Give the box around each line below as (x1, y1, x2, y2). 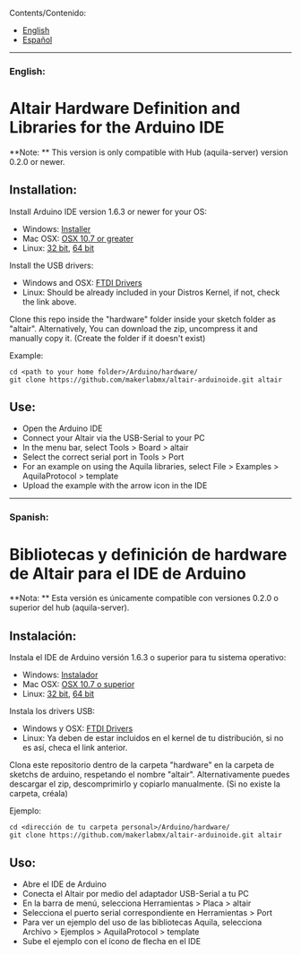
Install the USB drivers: (9, 260, 94, 271)
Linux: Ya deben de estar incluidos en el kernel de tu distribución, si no (21, 733, 284, 744)
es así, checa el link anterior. (21, 743, 128, 753)
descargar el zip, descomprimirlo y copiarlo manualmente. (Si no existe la (9, 779, 280, 789)
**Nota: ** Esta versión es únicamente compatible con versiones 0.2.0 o (9, 593, 279, 604)
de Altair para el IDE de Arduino (9, 564, 246, 583)
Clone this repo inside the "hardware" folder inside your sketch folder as (9, 314, 276, 324)
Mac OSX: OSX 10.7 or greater (21, 233, 134, 244)
